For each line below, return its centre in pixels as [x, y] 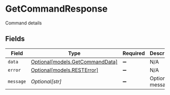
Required [134, 53]
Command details [24, 23]
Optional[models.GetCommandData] [74, 61]
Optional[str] [46, 81]
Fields [15, 39]
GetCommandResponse [56, 9]
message [17, 81]
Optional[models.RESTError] [65, 70]
